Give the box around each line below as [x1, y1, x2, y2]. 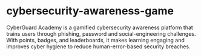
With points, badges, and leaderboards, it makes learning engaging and [6, 36, 185, 43]
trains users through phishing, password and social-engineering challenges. [6, 30, 196, 37]
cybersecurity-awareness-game [6, 4, 174, 18]
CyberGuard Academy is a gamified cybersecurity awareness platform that [6, 24, 194, 31]
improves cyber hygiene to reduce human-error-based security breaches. [6, 43, 191, 50]
